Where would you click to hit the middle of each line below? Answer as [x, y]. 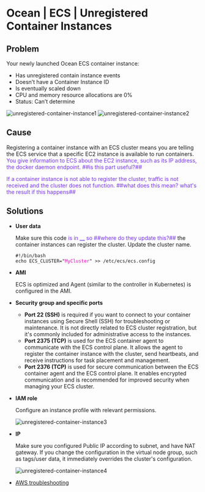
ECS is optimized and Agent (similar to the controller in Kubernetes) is [103, 284]
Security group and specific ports [59, 302]
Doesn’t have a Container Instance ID [62, 82]
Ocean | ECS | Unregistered [77, 13]
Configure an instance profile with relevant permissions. [86, 410]
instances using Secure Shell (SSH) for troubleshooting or [97, 321]
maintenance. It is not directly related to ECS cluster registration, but [110, 328]
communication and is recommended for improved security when [107, 380]
